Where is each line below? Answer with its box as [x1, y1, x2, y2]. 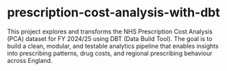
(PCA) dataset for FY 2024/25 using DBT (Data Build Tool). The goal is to [7, 34, 213, 42]
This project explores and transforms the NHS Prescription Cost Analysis [7, 27, 213, 35]
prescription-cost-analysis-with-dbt [7, 5, 221, 20]
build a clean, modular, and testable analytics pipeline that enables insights [7, 42, 219, 50]
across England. [7, 56, 53, 64]
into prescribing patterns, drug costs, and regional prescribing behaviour [7, 49, 213, 57]
